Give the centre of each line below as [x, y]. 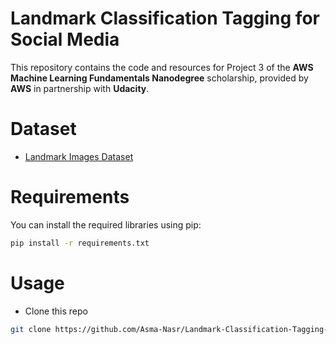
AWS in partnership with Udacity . [80, 88]
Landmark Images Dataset [79, 156]
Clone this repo [56, 311]
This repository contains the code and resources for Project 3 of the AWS [162, 67]
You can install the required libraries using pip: [106, 224]
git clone [31, 329]
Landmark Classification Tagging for [165, 18]
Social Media [65, 39]
